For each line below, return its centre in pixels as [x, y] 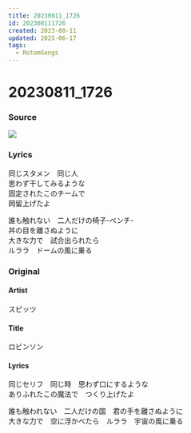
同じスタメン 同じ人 [43, 173]
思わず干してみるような [47, 183]
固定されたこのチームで [47, 193]
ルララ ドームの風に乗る [50, 250]
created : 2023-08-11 [43, 30]
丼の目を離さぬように [43, 230]
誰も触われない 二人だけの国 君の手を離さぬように [96, 411]
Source [23, 117]
